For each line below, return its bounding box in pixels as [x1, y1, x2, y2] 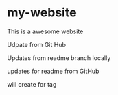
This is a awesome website [7, 27, 84, 36]
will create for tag [7, 80, 57, 88]
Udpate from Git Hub [7, 40, 67, 49]
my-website [7, 5, 77, 21]
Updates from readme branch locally [7, 53, 111, 62]
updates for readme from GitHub [7, 67, 99, 75]
